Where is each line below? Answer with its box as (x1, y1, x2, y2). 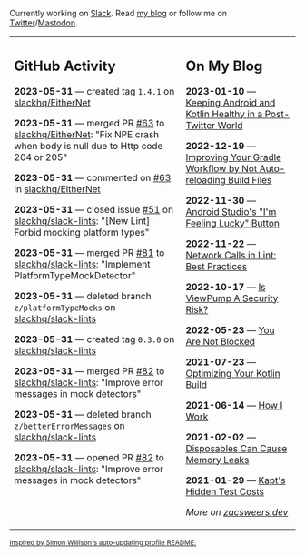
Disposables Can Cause (185, 441, 288, 454)
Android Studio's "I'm (185, 205, 277, 217)
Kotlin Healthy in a (185, 107, 263, 120)
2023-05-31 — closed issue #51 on (14, 203, 174, 216)
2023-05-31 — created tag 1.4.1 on (14, 85, 175, 97)
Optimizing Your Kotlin (185, 367, 280, 379)
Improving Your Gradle (185, 150, 281, 163)
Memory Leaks (185, 453, 250, 466)
